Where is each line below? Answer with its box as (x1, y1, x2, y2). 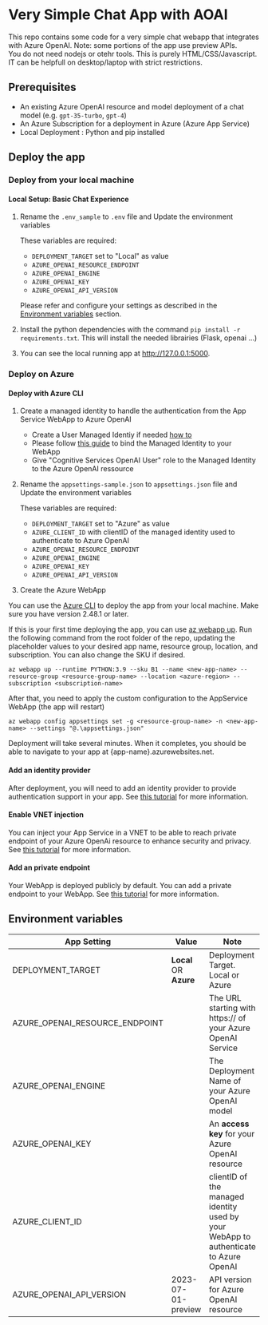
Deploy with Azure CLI (8, 388, 84, 398)
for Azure (208, 1283, 245, 1295)
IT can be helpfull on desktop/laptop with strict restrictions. (8, 58, 203, 67)
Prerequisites (8, 81, 77, 94)
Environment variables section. (19, 309, 122, 319)
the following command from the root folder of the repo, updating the (8, 633, 235, 643)
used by (208, 1211, 239, 1222)
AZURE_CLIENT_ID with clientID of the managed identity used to (31, 527, 235, 537)
